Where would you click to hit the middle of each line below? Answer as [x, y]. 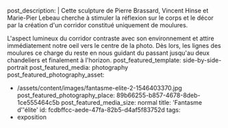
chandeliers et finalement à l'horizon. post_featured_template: [94, 60]
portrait [18, 67]
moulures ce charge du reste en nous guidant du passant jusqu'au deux [109, 53]
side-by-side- [202, 60]
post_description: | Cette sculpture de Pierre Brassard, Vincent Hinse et [108, 11]
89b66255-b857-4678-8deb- [158, 95]
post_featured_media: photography [79, 67]
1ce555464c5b [38, 102]
